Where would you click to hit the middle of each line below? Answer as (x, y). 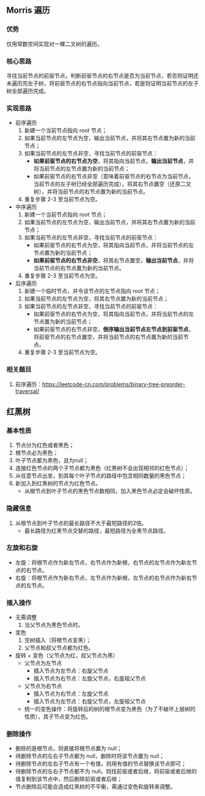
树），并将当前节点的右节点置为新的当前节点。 (91, 192)
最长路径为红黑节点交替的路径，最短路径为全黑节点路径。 (96, 530)
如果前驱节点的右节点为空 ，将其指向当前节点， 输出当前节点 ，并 (113, 161)
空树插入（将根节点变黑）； (58, 640)
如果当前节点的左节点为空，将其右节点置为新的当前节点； (96, 299)
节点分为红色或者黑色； (45, 445)
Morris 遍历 (28, 10)
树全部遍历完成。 (28, 91)
